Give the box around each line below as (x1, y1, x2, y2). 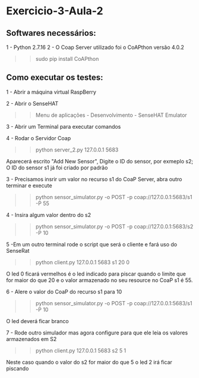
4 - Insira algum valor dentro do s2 (6, 211, 91, 218)
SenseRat (6, 247, 30, 254)
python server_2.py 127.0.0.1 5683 (35, 146, 119, 153)
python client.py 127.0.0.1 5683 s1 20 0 (35, 258, 129, 266)
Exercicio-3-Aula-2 (6, 4, 103, 18)
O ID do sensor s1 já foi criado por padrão (6, 164, 108, 171)
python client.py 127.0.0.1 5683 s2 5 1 (35, 347, 127, 354)
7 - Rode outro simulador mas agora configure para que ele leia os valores (6, 329, 188, 336)
